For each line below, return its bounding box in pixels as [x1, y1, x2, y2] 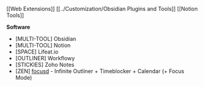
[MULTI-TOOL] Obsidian [15, 35, 77, 42]
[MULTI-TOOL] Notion [15, 42, 71, 49]
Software [6, 24, 31, 30]
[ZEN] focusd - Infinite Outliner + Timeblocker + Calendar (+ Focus [15, 68, 185, 75]
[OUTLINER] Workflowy [15, 55, 75, 61]
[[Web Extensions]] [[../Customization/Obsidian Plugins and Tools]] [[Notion [6, 5, 198, 12]
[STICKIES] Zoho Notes [15, 61, 75, 68]
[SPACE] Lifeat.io [15, 48, 59, 55]
